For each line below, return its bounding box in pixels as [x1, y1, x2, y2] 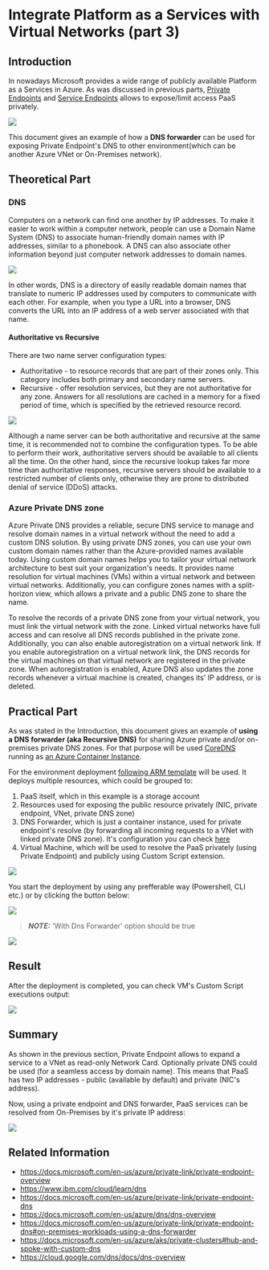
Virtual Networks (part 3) [8, 23, 181, 41]
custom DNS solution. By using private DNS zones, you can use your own [8, 537, 251, 548]
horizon [8, 589, 34, 598]
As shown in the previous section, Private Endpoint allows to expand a [8, 1049, 241, 1058]
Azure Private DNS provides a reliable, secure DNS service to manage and [8, 520, 255, 530]
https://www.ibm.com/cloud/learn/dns [19, 1184, 147, 1194]
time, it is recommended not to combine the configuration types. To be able [8, 439, 259, 449]
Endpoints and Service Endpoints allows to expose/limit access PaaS [8, 93, 236, 102]
